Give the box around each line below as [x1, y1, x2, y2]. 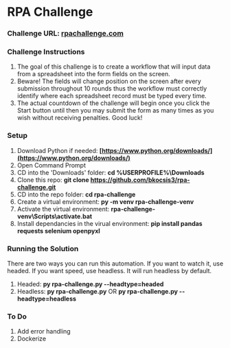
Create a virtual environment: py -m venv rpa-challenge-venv [16, 197, 194, 206]
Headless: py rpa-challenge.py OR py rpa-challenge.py [16, 288, 179, 295]
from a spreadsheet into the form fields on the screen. [16, 70, 170, 78]
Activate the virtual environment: [16, 205, 110, 213]
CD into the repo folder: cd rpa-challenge [16, 190, 136, 198]
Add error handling [16, 327, 71, 336]
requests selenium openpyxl [16, 227, 101, 235]
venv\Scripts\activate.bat [16, 212, 93, 220]
